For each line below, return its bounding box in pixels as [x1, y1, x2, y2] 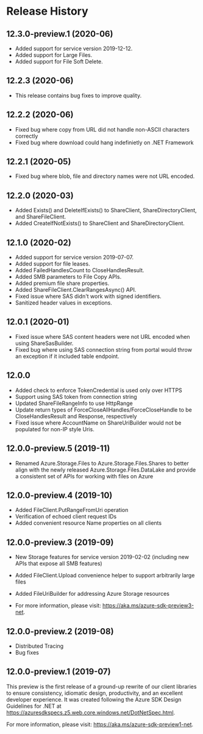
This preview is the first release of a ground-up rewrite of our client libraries [6, 683, 197, 690]
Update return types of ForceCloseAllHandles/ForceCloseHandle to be [15, 406, 192, 413]
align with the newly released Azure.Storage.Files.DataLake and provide [15, 466, 196, 473]
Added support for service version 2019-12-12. [15, 45, 133, 52]
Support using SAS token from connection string [15, 393, 137, 400]
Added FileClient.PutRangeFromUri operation [15, 506, 129, 514]
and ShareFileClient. [15, 213, 66, 221]
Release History [6, 4, 88, 18]
